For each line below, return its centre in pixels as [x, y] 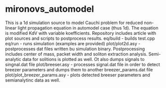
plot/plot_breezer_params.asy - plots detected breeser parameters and [78, 75]
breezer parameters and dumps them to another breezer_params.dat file [79, 69]
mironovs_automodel [50, 9]
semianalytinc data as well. [33, 80]
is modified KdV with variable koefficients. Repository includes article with [81, 33]
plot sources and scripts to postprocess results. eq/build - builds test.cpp [80, 38]
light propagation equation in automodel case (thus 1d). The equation [88, 28]
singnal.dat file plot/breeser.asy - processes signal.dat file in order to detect [83, 64]
